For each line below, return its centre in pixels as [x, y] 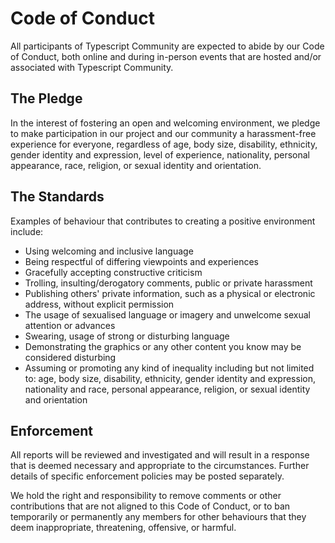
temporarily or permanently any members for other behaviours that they [158, 517]
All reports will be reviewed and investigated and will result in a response [160, 455]
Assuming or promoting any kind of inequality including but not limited [169, 368]
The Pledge [46, 98]
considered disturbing [70, 357]
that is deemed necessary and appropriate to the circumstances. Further [160, 466]
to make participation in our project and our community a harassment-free [163, 133]
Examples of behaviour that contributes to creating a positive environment [163, 221]
